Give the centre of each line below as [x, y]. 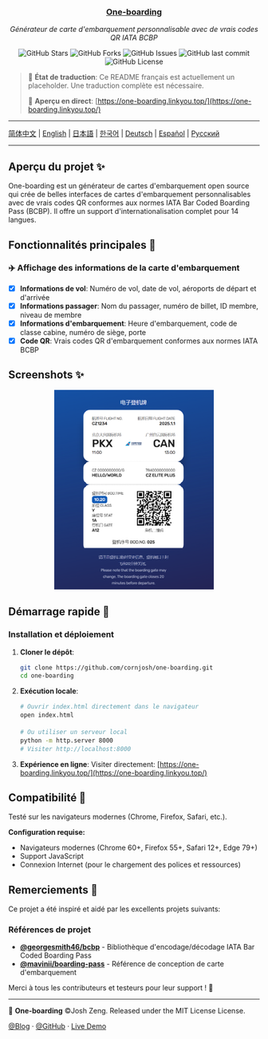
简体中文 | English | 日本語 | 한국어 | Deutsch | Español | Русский [114, 133]
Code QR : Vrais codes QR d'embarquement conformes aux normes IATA [139, 341]
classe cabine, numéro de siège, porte [83, 332]
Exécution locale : [49, 691]
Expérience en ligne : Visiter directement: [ [90, 764]
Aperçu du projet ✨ [57, 166]
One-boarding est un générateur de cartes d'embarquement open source [129, 186]
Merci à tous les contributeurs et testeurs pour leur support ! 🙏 [111, 988]
